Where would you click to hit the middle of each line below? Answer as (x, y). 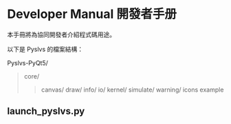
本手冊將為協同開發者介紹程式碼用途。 (61, 34)
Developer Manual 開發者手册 (92, 14)
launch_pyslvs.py (46, 111)
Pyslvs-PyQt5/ (27, 63)
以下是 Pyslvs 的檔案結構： (45, 49)
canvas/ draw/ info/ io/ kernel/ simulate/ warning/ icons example (132, 90)
